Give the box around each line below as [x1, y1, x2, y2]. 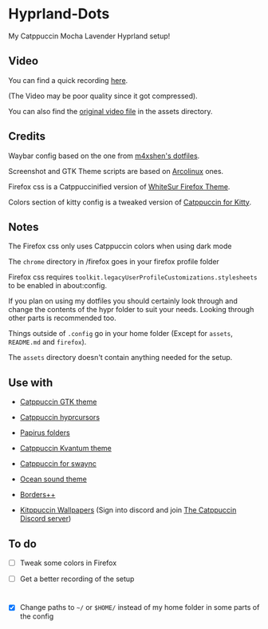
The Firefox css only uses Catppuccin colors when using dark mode [8, 241, 232, 251]
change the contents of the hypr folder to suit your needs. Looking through [8, 305, 254, 314]
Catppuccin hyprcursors [19, 413, 100, 422]
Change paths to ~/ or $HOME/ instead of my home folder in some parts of [19, 603, 260, 612]
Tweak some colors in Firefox [19, 558, 117, 568]
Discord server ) [19, 514, 72, 524]
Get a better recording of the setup [19, 574, 135, 584]
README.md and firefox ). [8, 337, 87, 347]
